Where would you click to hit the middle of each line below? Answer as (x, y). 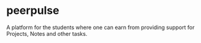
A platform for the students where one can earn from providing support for (100, 27)
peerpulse (33, 11)
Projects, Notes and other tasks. (47, 33)
